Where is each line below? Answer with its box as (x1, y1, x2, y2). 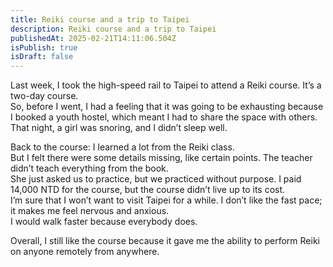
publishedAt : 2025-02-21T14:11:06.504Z (10, 33, 177, 43)
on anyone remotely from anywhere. (10, 246, 160, 258)
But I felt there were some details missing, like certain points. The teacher (10, 152, 313, 164)
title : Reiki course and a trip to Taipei (10, 14, 190, 25)
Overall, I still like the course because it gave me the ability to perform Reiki (10, 235, 320, 247)
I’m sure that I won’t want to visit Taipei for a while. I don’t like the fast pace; (10, 194, 323, 206)
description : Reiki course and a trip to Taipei (10, 24, 217, 34)
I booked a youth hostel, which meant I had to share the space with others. (10, 111, 318, 123)
